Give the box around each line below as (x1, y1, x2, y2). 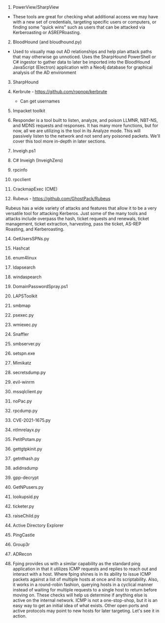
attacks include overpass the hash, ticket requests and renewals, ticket (5, 216, 149, 221)
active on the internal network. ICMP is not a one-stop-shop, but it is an (12, 597, 158, 603)
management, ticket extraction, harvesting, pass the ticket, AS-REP (5, 221, 141, 226)
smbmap (12, 303, 31, 308)
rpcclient (12, 177, 31, 182)
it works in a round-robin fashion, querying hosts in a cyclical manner (12, 582, 153, 587)
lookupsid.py (12, 494, 39, 500)
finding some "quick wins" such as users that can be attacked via (12, 24, 145, 30)
